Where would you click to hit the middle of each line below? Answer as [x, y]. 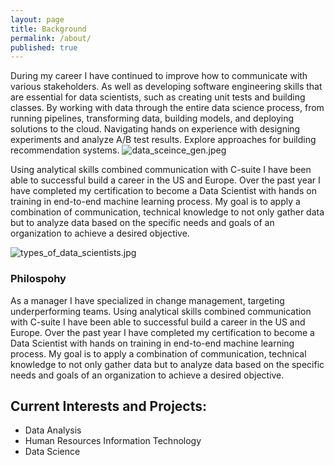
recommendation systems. [65, 150]
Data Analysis [53, 430]
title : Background [48, 29]
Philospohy [38, 279]
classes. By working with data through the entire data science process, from [167, 108]
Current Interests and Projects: [109, 406]
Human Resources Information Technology [113, 441]
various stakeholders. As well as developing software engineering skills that [166, 87]
